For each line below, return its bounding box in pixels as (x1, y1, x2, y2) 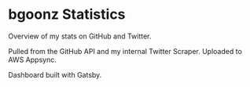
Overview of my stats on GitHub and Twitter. (8, 31, 152, 41)
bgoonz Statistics (8, 5, 126, 24)
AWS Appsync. (8, 55, 57, 64)
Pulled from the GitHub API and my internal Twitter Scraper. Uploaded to (8, 46, 242, 56)
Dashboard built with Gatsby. (8, 70, 102, 79)
